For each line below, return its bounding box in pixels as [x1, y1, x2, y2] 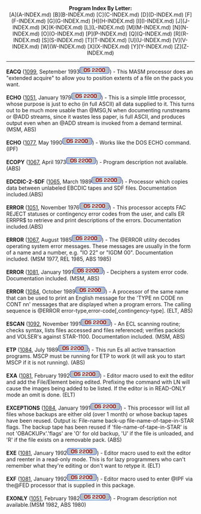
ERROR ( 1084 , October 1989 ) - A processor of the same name [6, 288, 189, 295]
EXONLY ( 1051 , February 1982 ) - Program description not [6, 495, 177, 502]
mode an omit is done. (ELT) [6, 392, 76, 398]
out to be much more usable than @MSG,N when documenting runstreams [6, 107, 190, 113]
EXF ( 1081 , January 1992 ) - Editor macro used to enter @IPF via [6, 476, 193, 482]
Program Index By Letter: [68, 5, 133, 11]
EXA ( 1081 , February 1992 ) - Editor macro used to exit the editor [6, 372, 194, 379]
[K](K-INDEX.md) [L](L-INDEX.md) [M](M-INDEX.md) [41, 24, 172, 31]
